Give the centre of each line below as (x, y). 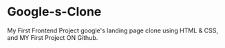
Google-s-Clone (54, 12)
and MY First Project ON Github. (53, 37)
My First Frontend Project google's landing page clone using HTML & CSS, (113, 30)
